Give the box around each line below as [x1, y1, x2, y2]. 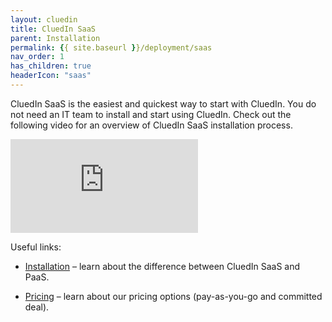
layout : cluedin [10, 14, 78, 25]
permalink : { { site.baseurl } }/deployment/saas [10, 42, 213, 53]
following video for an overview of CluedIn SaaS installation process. [10, 119, 293, 131]
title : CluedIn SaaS [10, 24, 97, 34]
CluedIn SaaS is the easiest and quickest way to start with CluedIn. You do [10, 97, 317, 110]
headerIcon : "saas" [10, 71, 92, 81]
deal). [24, 301, 50, 313]
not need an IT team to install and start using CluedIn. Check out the [10, 108, 292, 120]
